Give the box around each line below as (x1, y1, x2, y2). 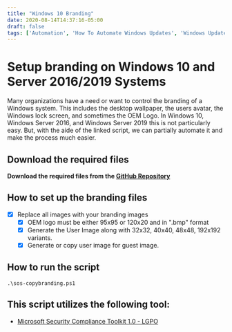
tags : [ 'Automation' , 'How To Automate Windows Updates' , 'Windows (7, 29, 206, 37)
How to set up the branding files (7, 192, 148, 204)
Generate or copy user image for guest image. (27, 241, 159, 249)
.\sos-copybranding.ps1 (7, 279, 76, 287)
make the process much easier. (7, 133, 97, 142)
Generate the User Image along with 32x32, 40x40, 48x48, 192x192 (27, 225, 221, 234)
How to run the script (7, 261, 100, 273)
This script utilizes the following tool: (7, 299, 171, 311)
